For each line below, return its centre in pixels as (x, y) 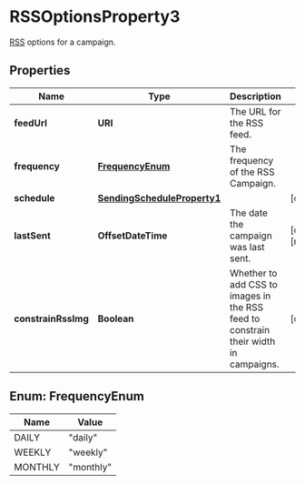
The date (249, 213)
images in (251, 296)
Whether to (254, 273)
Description (256, 96)
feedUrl (30, 123)
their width (253, 341)
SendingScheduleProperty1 (159, 197)
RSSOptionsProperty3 (95, 17)
